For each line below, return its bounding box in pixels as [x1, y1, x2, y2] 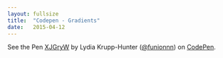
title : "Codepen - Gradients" [7, 17, 100, 24]
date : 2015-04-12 [7, 23, 66, 30]
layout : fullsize [7, 10, 59, 18]
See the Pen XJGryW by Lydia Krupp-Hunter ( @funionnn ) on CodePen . [7, 43, 216, 52]
